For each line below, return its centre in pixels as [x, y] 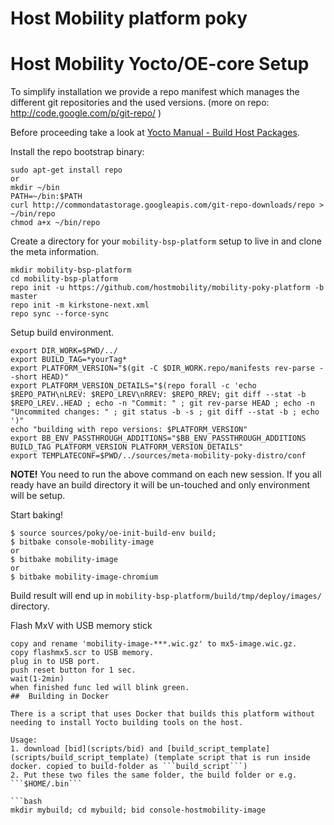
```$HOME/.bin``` [46, 784]
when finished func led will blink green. [100, 688]
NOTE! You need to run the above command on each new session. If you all [166, 474]
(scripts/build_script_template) [80, 758]
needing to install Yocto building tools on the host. [127, 723]
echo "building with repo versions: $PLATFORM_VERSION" [129, 430]
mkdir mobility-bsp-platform [71, 270]
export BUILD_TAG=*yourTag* [69, 360]
